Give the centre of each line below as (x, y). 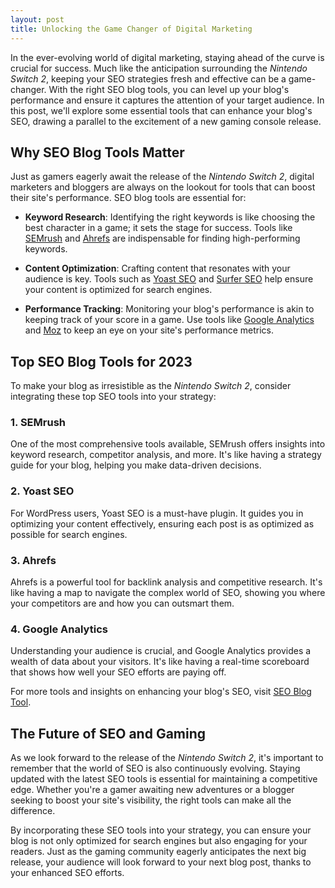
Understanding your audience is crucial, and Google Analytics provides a (161, 651)
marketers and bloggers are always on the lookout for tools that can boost (163, 187)
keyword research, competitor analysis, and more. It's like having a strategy (166, 455)
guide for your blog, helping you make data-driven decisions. (136, 465)
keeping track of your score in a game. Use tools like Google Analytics (169, 320)
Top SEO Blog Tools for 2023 (101, 361)
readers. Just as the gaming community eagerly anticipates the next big (158, 852)
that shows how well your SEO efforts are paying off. (118, 672)
